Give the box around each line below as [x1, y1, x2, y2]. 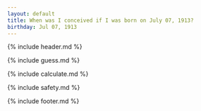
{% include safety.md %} [7, 84, 80, 92]
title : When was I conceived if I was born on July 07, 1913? [7, 17, 194, 24]
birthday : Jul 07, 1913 [7, 23, 78, 30]
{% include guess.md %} [7, 56, 80, 65]
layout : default [7, 10, 55, 18]
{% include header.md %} [7, 43, 83, 51]
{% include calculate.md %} [7, 70, 89, 78]
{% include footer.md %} [7, 97, 80, 105]
